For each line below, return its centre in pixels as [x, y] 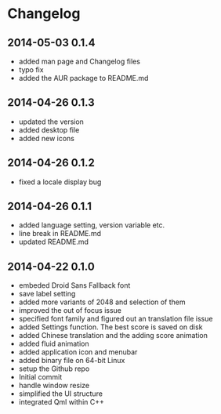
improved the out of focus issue [70, 310]
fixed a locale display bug [60, 182]
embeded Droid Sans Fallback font [74, 285]
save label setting [47, 294]
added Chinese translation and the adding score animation [113, 336]
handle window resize [54, 386]
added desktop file [49, 129]
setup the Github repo [54, 369]
